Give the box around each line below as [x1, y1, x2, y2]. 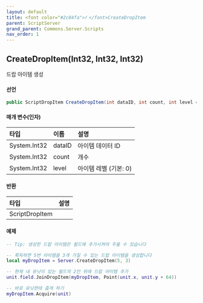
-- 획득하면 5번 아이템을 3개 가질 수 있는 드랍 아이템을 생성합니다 [6, 252, 152, 258]
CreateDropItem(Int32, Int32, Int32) [6, 54, 144, 64]
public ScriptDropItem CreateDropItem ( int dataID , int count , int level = [6, 99, 199, 106]
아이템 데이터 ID [77, 142, 121, 150]
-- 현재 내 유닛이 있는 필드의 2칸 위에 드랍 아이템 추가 [6, 269, 129, 275]
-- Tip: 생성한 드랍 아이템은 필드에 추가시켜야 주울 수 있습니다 [6, 241, 146, 247]
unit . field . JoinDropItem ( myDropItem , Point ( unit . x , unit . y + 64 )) [6, 275, 177, 281]
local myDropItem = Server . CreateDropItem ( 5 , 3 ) [6, 258, 131, 264]
